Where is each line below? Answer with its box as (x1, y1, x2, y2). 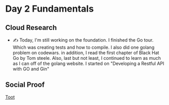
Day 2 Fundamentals (5, 3, 94, 15)
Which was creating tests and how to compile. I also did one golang (12, 44, 155, 50)
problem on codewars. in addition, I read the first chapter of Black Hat (12, 50, 159, 56)
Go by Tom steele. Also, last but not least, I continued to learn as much (12, 55, 161, 61)
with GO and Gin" (12, 66, 49, 72)
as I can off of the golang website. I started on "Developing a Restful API (12, 60, 164, 66)
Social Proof (5, 81, 45, 89)
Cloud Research (5, 23, 57, 32)
